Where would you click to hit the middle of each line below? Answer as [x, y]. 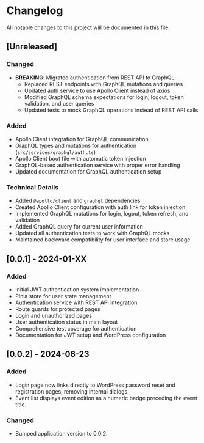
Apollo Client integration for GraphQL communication [82, 139]
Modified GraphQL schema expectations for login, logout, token [104, 97]
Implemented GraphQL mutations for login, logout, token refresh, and [102, 214]
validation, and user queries [59, 103]
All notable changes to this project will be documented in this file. [88, 27]
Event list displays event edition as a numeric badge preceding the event [106, 398]
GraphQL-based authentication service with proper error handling [98, 165]
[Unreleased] [32, 47]
